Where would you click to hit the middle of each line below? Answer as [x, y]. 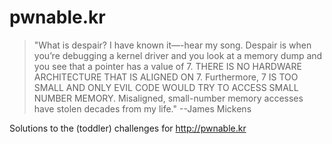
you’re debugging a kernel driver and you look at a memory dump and [178, 55]
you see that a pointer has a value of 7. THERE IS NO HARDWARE [167, 66]
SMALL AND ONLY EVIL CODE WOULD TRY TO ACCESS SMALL [166, 87]
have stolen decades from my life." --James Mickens [142, 108]
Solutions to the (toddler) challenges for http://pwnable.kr [128, 128]
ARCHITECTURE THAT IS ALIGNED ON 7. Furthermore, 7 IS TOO [166, 77]
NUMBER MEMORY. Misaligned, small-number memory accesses [168, 98]
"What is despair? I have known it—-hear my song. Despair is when [172, 45]
